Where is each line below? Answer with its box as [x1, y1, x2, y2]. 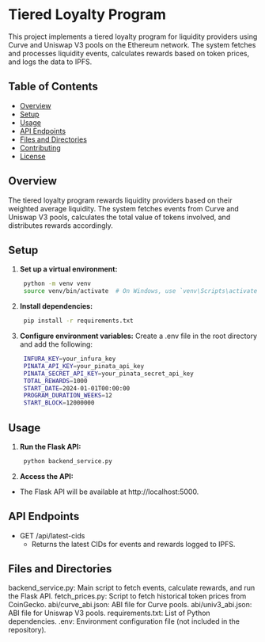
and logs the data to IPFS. [8, 57, 93, 66]
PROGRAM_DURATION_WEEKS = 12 [23, 392, 112, 400]
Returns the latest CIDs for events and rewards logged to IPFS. [31, 539, 236, 549]
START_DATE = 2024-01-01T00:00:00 [23, 384, 131, 393]
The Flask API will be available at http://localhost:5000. [19, 487, 199, 496]
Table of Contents [8, 80, 99, 93]
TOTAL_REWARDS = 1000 [23, 377, 88, 385]
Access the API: [19, 471, 74, 481]
